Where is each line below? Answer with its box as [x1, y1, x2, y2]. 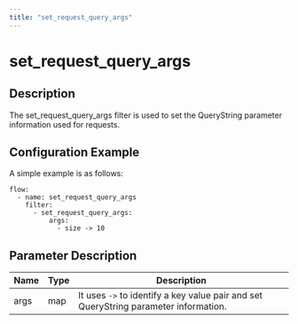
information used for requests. [9, 119, 121, 129]
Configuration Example [9, 145, 140, 160]
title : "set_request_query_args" [9, 12, 133, 22]
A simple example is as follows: [9, 168, 124, 179]
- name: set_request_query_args [17, 193, 137, 202]
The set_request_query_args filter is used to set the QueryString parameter [9, 110, 282, 120]
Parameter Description [9, 248, 137, 263]
